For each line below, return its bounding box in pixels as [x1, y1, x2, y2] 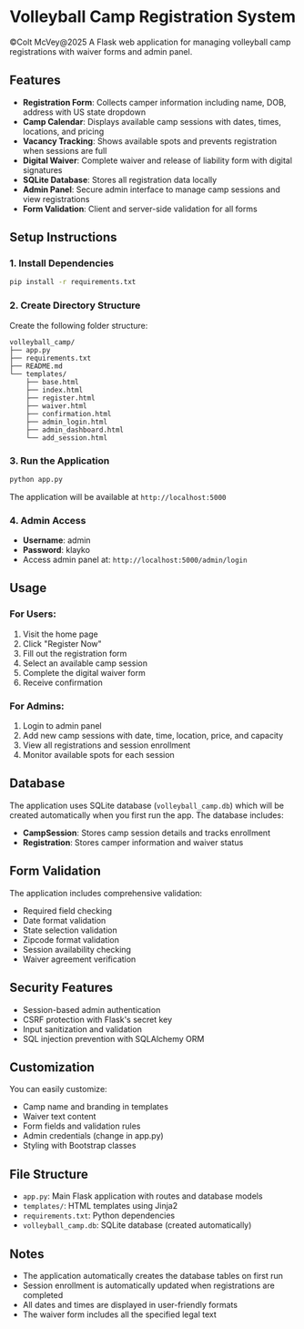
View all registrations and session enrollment [22, 740, 191, 751]
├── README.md [9, 362, 64, 371]
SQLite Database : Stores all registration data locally [22, 174, 218, 185]
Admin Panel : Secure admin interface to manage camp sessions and [22, 184, 280, 195]
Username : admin [22, 535, 91, 546]
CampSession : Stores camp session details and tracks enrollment [22, 827, 271, 838]
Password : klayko [22, 545, 91, 556]
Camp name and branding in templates [22, 1101, 168, 1112]
